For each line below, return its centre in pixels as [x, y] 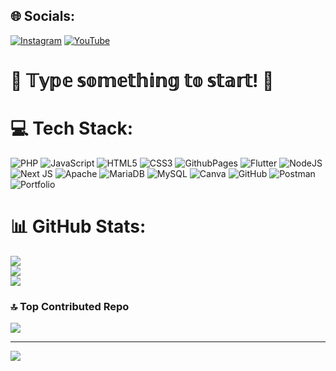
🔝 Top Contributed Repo [70, 306]
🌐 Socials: [43, 16]
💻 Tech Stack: [72, 128]
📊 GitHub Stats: [78, 226]
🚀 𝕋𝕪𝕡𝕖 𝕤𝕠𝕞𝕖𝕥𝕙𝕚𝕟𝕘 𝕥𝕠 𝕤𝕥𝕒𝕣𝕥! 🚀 [142, 81]
